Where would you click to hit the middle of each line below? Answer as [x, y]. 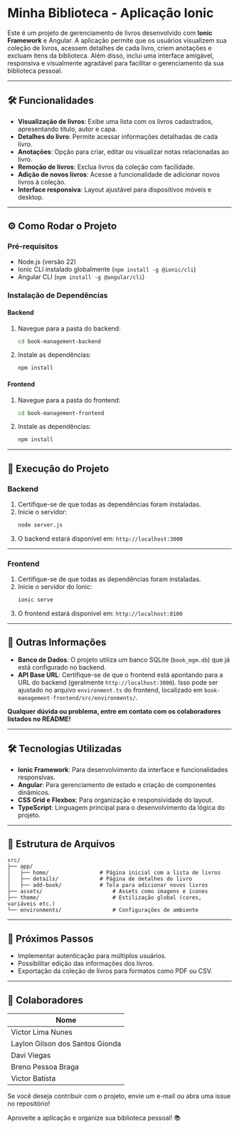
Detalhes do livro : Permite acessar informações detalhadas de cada [118, 136]
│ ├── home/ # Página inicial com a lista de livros [114, 873]
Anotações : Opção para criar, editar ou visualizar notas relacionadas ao [123, 152]
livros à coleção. [42, 182]
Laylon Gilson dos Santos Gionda [66, 1044]
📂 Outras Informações [57, 642]
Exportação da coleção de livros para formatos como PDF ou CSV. [115, 971]
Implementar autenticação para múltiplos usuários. [92, 956]
